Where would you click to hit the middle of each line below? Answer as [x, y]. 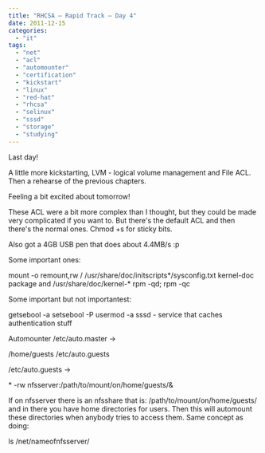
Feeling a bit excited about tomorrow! [69, 196]
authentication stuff [41, 323]
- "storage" [35, 127]
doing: [19, 425]
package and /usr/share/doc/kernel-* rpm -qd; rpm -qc [99, 283]
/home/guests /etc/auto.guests [59, 354]
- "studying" [37, 134]
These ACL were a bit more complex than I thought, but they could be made [132, 211]
